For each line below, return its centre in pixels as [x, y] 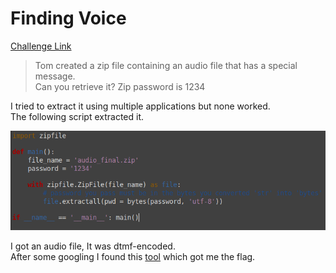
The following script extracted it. [77, 116]
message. [55, 76]
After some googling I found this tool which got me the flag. [133, 257]
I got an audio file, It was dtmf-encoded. [93, 246]
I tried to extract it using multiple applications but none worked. [140, 106]
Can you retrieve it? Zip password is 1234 [120, 86]
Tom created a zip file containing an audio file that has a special [166, 65]
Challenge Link [41, 46]
